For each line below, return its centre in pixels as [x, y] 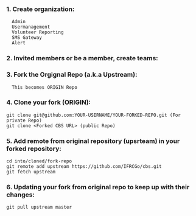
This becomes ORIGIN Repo [45, 87]
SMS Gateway [27, 38]
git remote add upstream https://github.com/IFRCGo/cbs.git [84, 167]
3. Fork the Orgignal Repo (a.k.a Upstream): [72, 75]
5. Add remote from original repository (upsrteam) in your [93, 141]
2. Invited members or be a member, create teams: [82, 58]
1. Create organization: [40, 9]
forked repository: [34, 148]
